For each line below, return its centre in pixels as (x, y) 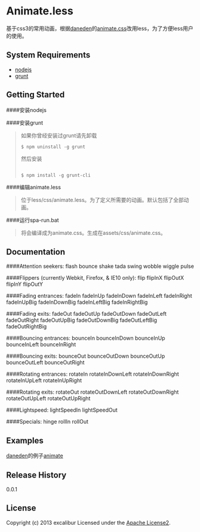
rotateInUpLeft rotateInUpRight (44, 380)
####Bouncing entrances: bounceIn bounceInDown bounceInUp (86, 338)
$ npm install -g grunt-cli (56, 175)
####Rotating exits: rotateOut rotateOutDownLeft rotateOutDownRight (93, 392)
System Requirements (48, 55)
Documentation (36, 252)
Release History (36, 475)
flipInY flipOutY (25, 284)
